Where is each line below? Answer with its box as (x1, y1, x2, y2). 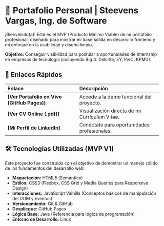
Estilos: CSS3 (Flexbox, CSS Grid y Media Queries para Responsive (12, 180, 148, 185)
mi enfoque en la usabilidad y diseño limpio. (5, 41, 94, 47)
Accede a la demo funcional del (79, 93, 152, 100)
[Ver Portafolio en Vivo (7, 93, 62, 100)
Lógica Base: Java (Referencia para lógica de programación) (12, 211, 135, 217)
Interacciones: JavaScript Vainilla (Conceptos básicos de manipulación (12, 190, 156, 196)
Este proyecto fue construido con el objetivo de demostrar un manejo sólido (5, 160, 158, 166)
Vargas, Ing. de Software (5, 15, 107, 26)
